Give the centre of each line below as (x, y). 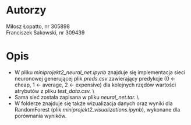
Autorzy (26, 10)
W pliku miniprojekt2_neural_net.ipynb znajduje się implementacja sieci (100, 72)
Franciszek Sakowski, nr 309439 (45, 32)
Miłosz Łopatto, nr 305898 (38, 26)
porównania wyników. (40, 116)
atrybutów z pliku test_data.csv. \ (54, 91)
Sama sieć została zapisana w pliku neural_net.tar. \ (77, 97)
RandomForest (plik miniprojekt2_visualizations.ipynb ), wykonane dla (97, 109)
